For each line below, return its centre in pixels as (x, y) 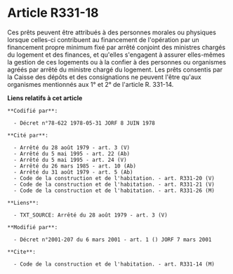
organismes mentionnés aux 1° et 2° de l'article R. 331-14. (91, 84)
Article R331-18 (53, 13)
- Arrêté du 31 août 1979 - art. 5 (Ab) (73, 172)
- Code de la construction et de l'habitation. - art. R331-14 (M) (114, 264)
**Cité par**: (28, 135)
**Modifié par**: (33, 227)
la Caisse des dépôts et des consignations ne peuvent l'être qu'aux (104, 77)
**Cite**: (22, 252)
